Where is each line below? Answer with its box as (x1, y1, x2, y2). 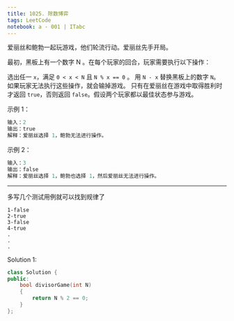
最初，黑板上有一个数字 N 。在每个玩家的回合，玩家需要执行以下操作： (7, 58, 211, 66)
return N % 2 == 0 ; (32, 294, 89, 302)
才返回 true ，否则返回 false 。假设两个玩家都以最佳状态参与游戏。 (7, 90, 198, 98)
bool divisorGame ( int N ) (19, 282, 92, 289)
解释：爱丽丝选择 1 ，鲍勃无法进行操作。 (7, 132, 107, 140)
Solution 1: (7, 255, 37, 264)
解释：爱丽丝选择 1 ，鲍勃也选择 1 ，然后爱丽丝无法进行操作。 (7, 172, 160, 179)
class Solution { (7, 269, 58, 276)
